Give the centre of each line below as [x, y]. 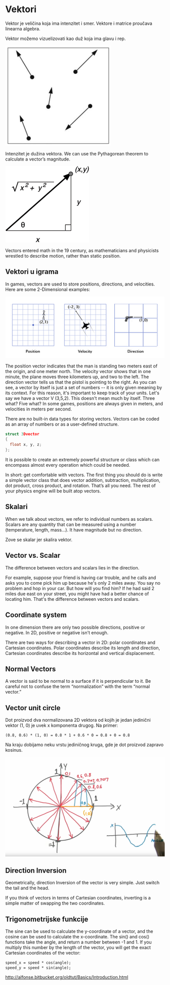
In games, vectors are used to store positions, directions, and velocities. [80, 284]
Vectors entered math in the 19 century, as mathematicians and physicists [82, 250]
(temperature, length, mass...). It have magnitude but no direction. [74, 529]
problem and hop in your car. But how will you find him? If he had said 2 [80, 588]
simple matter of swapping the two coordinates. [55, 903]
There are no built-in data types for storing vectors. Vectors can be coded [82, 419]
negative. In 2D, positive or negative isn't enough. [57, 632]
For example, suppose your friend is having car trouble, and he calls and [81, 578]
